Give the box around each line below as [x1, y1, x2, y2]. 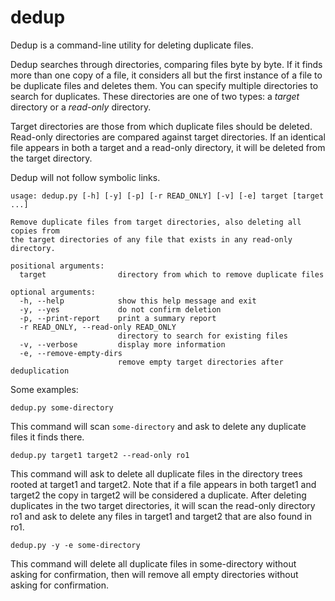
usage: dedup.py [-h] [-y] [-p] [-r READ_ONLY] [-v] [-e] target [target [10, 191, 325, 201]
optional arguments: [10, 287, 97, 297]
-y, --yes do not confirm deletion [19, 304, 222, 315]
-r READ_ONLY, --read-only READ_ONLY [19, 322, 177, 332]
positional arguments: [10, 261, 105, 271]
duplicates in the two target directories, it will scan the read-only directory [10, 499, 316, 511]
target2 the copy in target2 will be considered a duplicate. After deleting [10, 489, 307, 501]
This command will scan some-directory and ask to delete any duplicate [10, 420, 307, 432]
